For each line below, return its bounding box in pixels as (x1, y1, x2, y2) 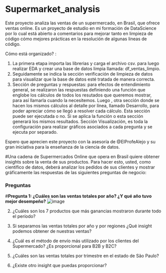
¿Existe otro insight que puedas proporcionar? (12, 263, 107, 269)
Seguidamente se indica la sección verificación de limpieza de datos (12, 71, 153, 77)
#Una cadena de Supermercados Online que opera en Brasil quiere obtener (5, 153, 160, 160)
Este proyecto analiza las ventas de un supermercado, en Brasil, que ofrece (5, 20, 160, 26)
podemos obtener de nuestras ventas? (12, 228, 92, 234)
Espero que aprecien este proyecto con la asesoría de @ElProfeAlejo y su (5, 138, 156, 145)
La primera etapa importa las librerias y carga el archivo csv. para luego (12, 60, 160, 66)
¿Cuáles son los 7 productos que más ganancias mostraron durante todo (12, 208, 162, 214)
